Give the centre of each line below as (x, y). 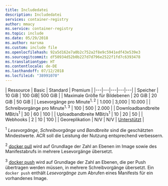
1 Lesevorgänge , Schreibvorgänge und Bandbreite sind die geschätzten (79, 129)
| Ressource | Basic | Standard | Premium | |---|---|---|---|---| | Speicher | (82, 90)
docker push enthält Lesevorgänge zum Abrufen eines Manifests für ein (79, 173)
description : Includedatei (33, 15)
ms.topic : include (24, 33)
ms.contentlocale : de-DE (31, 66)
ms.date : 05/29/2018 (27, 38)
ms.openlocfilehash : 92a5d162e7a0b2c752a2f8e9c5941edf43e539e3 (73, 52)
